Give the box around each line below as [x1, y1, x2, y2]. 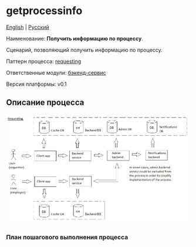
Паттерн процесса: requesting [6, 58, 82, 65]
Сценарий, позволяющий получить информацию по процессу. [6, 46, 163, 54]
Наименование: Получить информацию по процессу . [6, 35, 144, 42]
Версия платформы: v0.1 [6, 81, 67, 88]
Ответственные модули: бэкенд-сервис [6, 69, 107, 76]
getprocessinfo [6, 4, 83, 18]
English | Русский [6, 24, 49, 31]
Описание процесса [6, 98, 85, 108]
